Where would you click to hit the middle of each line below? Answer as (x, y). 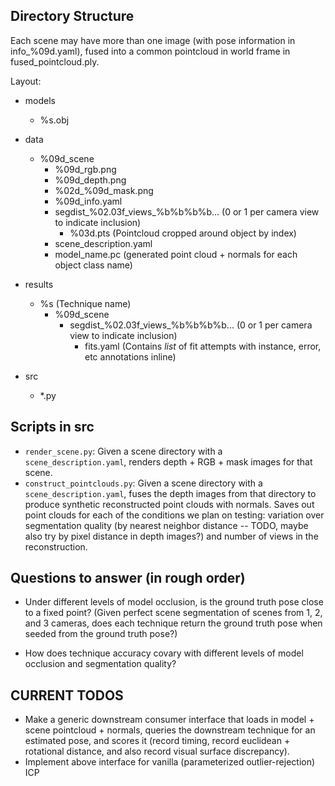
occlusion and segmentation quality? (100, 664)
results (39, 284)
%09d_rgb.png (85, 169)
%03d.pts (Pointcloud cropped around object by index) (183, 233)
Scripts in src (52, 427)
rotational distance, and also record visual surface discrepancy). (157, 751)
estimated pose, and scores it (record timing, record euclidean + (157, 741)
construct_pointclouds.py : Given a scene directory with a (143, 483)
